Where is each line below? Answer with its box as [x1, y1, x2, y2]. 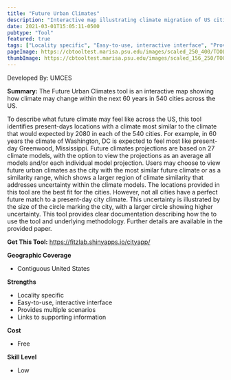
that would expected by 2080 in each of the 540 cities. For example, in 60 [7, 129, 217, 137]
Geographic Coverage [7, 251, 71, 259]
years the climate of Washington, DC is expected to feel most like [7, 137, 192, 145]
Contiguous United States [16, 264, 91, 272]
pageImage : [7, 49, 38, 56]
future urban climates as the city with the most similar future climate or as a [7, 166, 221, 174]
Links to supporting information [16, 313, 107, 321]
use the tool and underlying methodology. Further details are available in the [7, 217, 223, 225]
